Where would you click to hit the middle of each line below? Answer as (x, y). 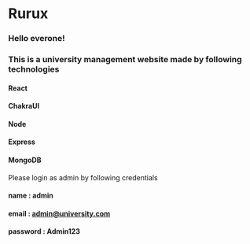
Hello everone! (37, 39)
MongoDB (25, 160)
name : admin (31, 196)
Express (22, 142)
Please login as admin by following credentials (83, 177)
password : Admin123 (44, 231)
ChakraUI (24, 106)
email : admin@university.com (59, 213)
